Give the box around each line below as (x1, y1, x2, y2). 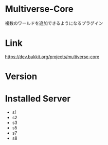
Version (5, 71, 37, 82)
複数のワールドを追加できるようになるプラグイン (5, 20, 103, 26)
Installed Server (5, 93, 71, 104)
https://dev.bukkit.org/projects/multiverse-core (5, 54, 100, 60)
